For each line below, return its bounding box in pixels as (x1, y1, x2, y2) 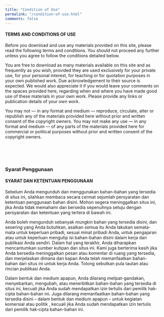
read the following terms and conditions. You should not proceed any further (5, 47, 160, 53)
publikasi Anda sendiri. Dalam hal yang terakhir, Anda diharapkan (5, 240, 137, 246)
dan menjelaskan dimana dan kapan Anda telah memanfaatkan (5, 255, 132, 261)
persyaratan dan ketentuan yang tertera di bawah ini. (5, 210, 112, 215)
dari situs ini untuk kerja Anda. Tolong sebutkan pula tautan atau (19, 260, 148, 266)
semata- (134, 224, 151, 230)
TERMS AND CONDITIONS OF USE (5, 31, 76, 37)
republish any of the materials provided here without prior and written (5, 113, 145, 119)
